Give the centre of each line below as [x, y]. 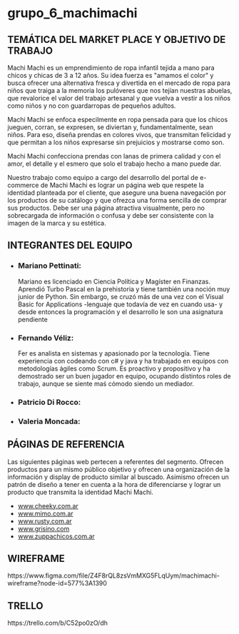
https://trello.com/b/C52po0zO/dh [58, 623]
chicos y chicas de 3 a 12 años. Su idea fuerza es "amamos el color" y [111, 75]
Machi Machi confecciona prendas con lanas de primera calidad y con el [114, 156]
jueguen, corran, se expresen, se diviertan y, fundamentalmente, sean [111, 127]
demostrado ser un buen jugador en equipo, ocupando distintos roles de [124, 376]
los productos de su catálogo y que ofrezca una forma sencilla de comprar [117, 200]
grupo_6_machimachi [72, 13]
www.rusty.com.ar [45, 521]
